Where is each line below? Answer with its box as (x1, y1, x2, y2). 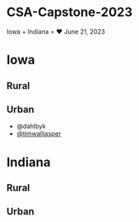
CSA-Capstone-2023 (6, 4, 133, 20)
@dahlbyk (16, 122, 46, 130)
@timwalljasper (16, 130, 61, 138)
